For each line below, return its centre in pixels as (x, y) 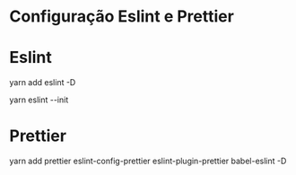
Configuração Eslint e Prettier (122, 17)
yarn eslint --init (39, 100)
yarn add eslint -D (43, 83)
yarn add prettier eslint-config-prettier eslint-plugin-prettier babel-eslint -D (148, 161)
